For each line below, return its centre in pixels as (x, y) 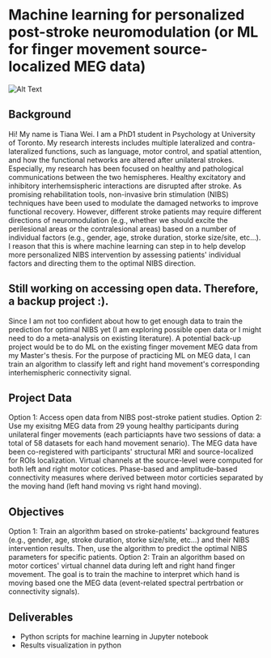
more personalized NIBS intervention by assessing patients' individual (125, 254)
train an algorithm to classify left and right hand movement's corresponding (134, 364)
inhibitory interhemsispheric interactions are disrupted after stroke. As (125, 186)
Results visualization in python (71, 645)
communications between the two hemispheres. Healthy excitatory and (127, 177)
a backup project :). (59, 301)
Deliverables (41, 617)
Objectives (36, 512)
